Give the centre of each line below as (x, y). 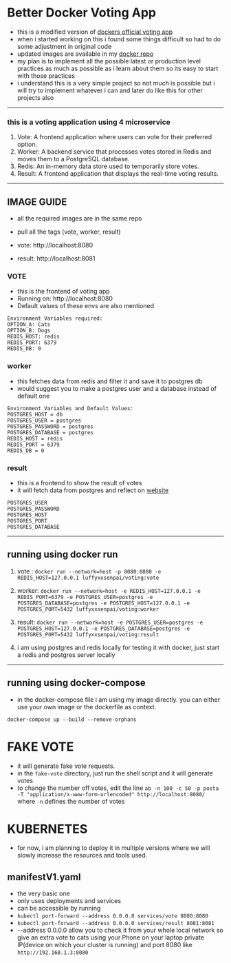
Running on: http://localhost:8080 (65, 298)
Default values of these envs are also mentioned (86, 306)
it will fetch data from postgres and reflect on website (93, 490)
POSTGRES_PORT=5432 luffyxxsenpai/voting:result (88, 635)
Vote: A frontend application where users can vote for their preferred (114, 137)
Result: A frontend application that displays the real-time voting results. (118, 174)
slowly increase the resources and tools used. (82, 855)
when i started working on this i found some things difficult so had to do (119, 39)
